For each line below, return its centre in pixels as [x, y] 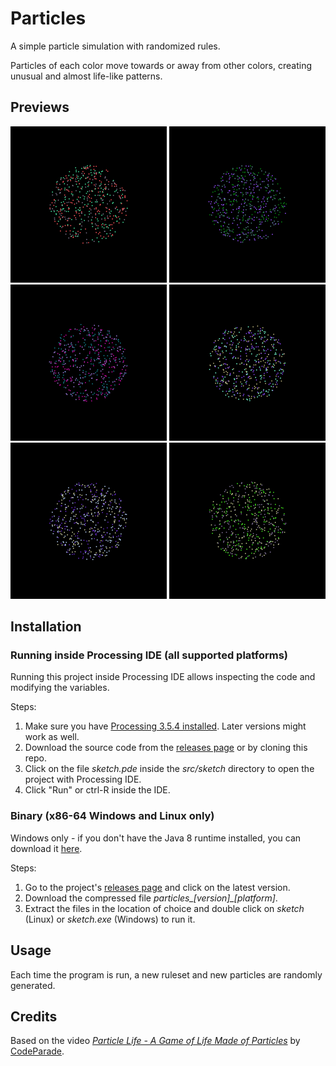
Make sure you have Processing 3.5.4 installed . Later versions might [165, 726]
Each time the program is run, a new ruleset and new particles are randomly [166, 974]
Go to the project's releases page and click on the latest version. [157, 887]
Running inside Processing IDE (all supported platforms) [149, 655]
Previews [40, 107]
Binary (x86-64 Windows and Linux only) [112, 816]
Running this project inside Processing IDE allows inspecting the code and [163, 677]
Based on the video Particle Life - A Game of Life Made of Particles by [155, 1041]
